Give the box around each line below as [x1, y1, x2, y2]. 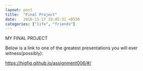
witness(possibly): [5, 50, 43, 56]
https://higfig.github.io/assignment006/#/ [5, 60, 92, 66]
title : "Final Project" [5, 12, 57, 17]
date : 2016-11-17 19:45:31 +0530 [5, 17, 80, 22]
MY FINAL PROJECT [5, 35, 48, 41]
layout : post [5, 7, 33, 13]
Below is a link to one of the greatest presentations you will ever [5, 45, 138, 51]
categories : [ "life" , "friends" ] [5, 21, 76, 27]
